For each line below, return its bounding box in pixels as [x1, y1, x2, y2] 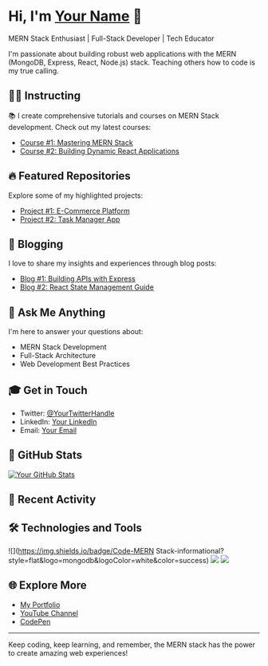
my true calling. [8, 65, 60, 75]
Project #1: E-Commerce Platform [19, 206, 130, 215]
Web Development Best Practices [19, 359, 130, 369]
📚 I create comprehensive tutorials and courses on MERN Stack [8, 111, 219, 120]
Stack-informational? [155, 546, 225, 556]
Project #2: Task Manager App [19, 215, 120, 224]
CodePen [19, 617, 51, 626]
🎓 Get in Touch [8, 383, 88, 397]
